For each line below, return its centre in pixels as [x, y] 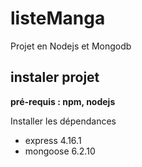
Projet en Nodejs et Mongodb [71, 46]
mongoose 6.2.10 [60, 151]
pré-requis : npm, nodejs [63, 101]
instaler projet [55, 77]
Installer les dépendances [63, 121]
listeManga [58, 18]
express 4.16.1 [53, 140]
